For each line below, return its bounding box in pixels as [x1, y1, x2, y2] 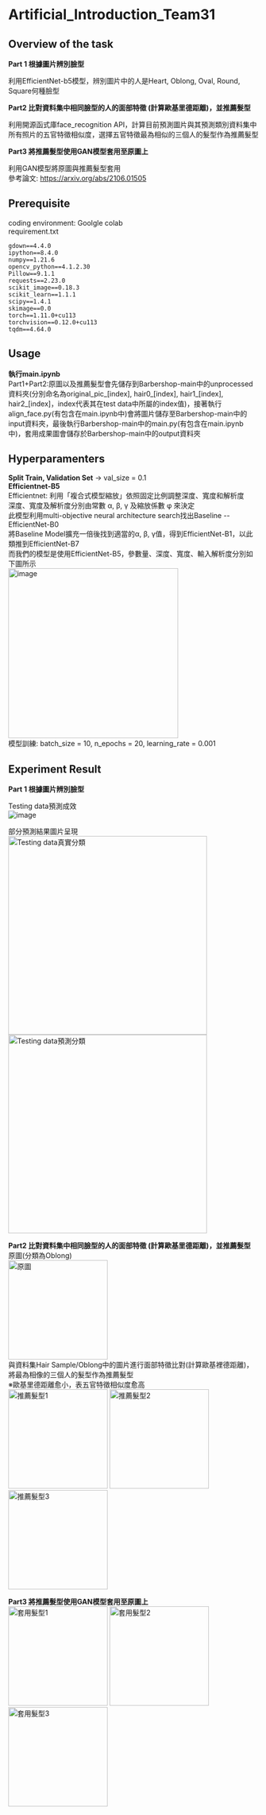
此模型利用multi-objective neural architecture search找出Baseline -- [8, 511, 230, 521]
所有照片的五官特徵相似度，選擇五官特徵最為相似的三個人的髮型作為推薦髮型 [8, 130, 259, 139]
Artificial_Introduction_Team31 [8, 6, 216, 24]
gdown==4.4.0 [8, 242, 52, 250]
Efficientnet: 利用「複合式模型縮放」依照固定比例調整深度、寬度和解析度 [8, 491, 245, 501]
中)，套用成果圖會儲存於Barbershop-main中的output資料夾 [8, 428, 201, 438]
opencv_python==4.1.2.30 [8, 262, 91, 271]
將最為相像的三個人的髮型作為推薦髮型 [8, 1370, 133, 1380]
